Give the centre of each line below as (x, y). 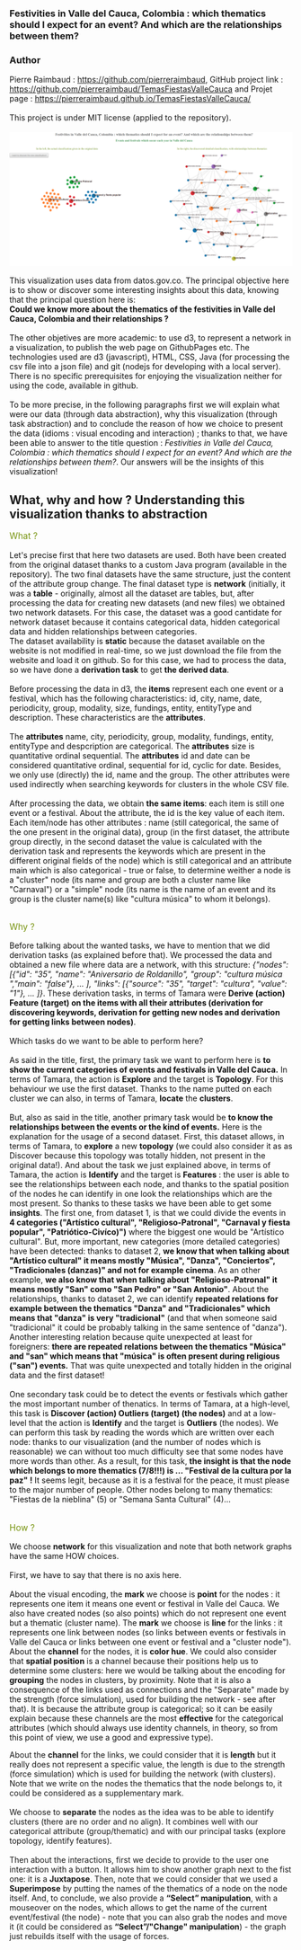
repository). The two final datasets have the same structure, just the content (150, 574)
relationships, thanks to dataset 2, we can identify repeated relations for (144, 1299)
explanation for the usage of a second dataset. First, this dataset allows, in (147, 1137)
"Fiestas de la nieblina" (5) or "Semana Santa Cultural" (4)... (120, 1500)
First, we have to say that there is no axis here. (96, 1575)
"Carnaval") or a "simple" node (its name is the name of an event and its (143, 889)
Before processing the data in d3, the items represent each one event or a (147, 688)
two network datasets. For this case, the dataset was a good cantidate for (146, 612)
